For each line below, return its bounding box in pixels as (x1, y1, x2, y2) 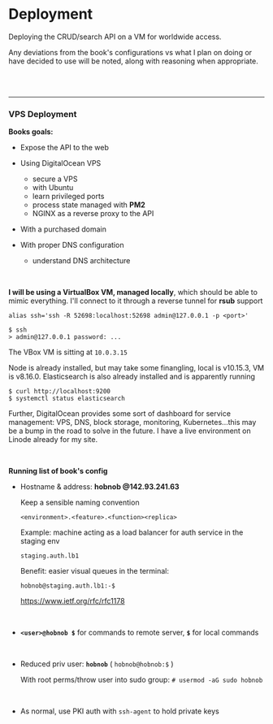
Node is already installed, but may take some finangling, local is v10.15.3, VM (8, 363, 265, 373)
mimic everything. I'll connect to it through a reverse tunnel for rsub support (8, 296, 263, 306)
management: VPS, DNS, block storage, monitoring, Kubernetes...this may (8, 418, 257, 427)
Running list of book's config (8, 466, 108, 476)
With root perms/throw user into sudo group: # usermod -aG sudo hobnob (19, 675, 263, 685)
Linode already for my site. (8, 435, 98, 444)
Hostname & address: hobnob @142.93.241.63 (19, 482, 180, 492)
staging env (19, 536, 60, 546)
